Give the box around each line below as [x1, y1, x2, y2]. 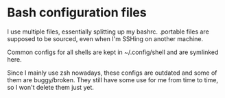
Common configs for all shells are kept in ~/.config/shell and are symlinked [7, 48, 219, 56]
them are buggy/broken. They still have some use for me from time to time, [7, 75, 218, 84]
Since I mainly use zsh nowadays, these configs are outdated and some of [7, 69, 217, 77]
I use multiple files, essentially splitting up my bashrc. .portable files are [7, 27, 209, 36]
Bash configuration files [7, 5, 147, 21]
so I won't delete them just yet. [7, 83, 95, 91]
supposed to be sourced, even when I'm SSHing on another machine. [7, 34, 204, 42]
